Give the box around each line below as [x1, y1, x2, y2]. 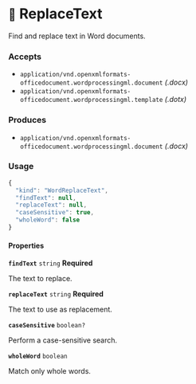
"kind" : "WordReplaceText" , [15, 186, 109, 194]
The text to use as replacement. [8, 304, 113, 315]
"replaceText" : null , [15, 201, 88, 210]
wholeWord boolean [8, 352, 68, 361]
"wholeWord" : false [15, 216, 80, 224]
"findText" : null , [15, 194, 77, 202]
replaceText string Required [8, 289, 104, 299]
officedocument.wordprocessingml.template [19, 96, 163, 104]
